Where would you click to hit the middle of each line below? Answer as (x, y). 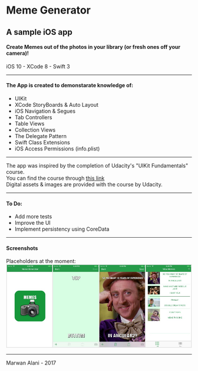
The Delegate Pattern (40, 136)
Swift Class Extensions (42, 142)
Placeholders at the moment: (41, 261)
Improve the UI (33, 223)
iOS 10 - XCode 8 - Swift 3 (38, 66)
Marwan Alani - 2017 (31, 363)
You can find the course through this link (55, 178)
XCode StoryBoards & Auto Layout (56, 104)
